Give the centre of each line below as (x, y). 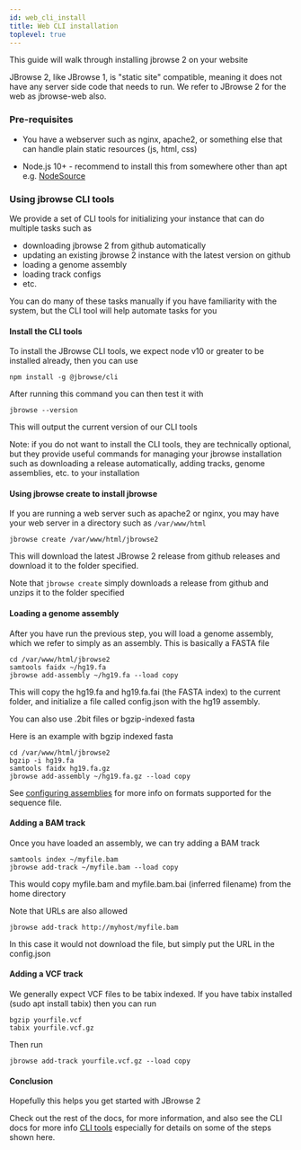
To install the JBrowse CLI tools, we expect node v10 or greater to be (137, 351)
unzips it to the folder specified (67, 593)
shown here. (32, 1137)
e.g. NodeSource (54, 175)
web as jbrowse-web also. (58, 96)
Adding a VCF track (46, 974)
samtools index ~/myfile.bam (64, 859)
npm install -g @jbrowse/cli (64, 377)
